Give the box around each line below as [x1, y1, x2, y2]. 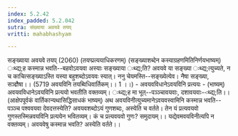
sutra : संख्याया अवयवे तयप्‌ [7, 23, 72, 31]
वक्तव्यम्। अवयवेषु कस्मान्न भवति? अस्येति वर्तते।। [7, 120, 121, 129]
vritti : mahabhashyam [7, 30, 72, 38]
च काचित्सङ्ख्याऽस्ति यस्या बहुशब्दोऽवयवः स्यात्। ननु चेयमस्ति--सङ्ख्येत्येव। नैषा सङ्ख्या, [7, 72, 209, 80]
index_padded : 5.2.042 [7, 17, 75, 24]
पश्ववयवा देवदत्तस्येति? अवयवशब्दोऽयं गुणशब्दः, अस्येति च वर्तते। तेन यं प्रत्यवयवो [21, 104, 199, 113]
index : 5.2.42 [7, 10, 50, 18]
